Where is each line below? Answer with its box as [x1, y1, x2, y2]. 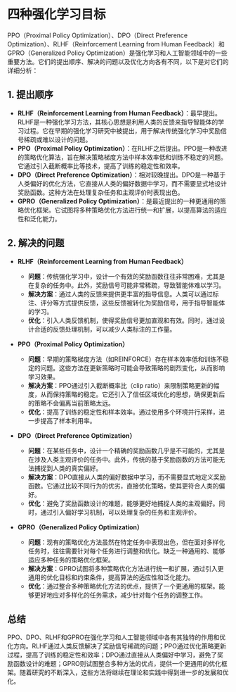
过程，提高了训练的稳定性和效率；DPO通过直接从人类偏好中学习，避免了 [7, 650, 218, 659]
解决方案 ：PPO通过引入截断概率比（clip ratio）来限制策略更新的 [27, 381, 214, 389]
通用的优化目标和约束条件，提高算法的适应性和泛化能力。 [27, 573, 195, 581]
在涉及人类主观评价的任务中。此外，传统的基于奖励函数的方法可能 [27, 455, 219, 463]
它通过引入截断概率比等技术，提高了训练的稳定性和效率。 [17, 161, 184, 170]
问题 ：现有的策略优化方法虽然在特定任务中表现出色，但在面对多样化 [27, 538, 225, 546]
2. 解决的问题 [7, 237, 65, 249]
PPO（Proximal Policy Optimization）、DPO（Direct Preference [7, 31, 188, 39]
